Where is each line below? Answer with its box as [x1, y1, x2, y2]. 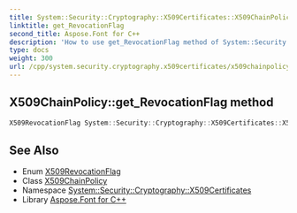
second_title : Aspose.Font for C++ [9, 29, 141, 38]
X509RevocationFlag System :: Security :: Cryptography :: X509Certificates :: [9, 118, 283, 127]
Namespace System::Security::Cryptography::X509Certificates [21, 185, 252, 195]
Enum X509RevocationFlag [21, 166, 121, 177]
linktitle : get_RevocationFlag [9, 21, 125, 30]
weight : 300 [9, 54, 53, 63]
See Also [9, 142, 59, 157]
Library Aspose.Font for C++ [21, 194, 126, 205]
